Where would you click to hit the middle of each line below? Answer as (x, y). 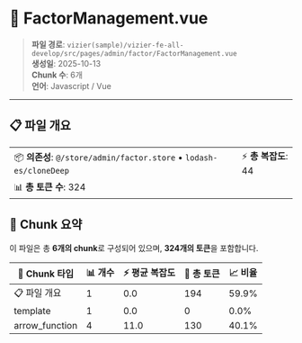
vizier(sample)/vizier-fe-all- (125, 45)
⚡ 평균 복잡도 (149, 272)
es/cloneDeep (42, 171)
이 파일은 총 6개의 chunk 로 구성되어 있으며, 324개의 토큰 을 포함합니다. (134, 248)
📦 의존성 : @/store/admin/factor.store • (98, 157)
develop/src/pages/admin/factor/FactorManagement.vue (134, 53)
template (32, 311)
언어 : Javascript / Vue (71, 86)
